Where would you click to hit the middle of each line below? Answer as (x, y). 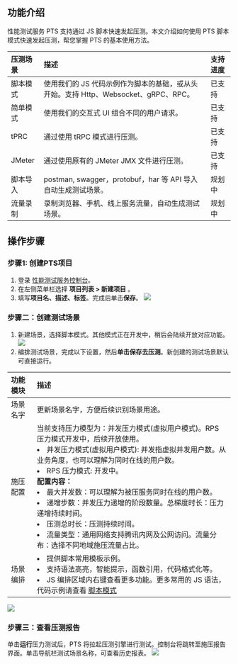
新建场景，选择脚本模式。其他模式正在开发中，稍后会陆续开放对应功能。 (123, 334)
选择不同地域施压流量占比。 (97, 545)
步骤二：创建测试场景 (44, 317)
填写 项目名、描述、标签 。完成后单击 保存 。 (80, 298)
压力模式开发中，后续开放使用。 (90, 439)
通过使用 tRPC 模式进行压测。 (93, 137)
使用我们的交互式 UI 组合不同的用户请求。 (113, 113)
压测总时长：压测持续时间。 (93, 524)
